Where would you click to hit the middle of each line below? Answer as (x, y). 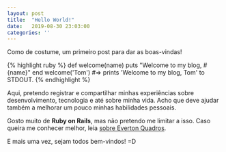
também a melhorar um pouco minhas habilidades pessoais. (91, 107)
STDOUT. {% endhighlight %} (49, 80)
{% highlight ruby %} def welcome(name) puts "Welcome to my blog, (104, 65)
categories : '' (29, 33)
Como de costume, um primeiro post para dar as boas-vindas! (95, 52)
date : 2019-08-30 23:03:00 (48, 26)
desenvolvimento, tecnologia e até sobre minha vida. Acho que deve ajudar (113, 101)
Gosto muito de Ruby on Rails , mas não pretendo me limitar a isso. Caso (109, 121)
